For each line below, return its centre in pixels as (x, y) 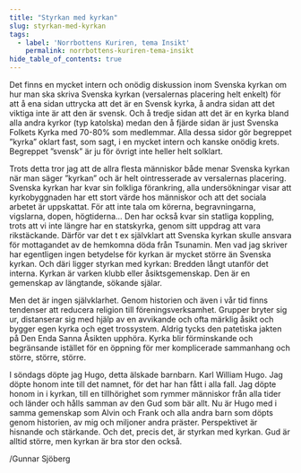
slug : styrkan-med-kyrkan (57, 26)
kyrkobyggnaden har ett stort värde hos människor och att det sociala (138, 197)
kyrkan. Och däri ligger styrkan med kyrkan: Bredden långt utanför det (139, 264)
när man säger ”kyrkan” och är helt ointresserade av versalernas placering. (148, 178)
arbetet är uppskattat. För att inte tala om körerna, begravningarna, (133, 206)
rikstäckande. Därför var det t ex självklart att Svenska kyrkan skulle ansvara (150, 235)
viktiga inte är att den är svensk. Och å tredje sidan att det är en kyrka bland (149, 113)
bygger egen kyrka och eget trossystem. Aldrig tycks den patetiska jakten (146, 329)
